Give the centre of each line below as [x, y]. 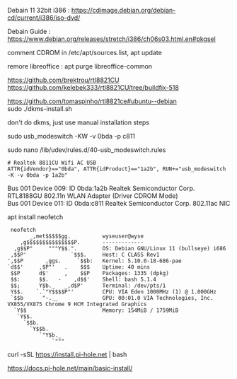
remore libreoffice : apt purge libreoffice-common [80, 66]
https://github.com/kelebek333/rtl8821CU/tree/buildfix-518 [93, 87]
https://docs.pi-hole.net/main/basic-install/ [70, 368]
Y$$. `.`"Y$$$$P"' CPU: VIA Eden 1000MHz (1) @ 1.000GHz [114, 292]
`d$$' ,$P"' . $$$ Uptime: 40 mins [79, 267]
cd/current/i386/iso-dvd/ [44, 18]
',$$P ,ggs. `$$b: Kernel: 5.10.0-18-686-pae [94, 261]
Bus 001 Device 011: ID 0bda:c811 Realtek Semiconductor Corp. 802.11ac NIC [119, 203]
